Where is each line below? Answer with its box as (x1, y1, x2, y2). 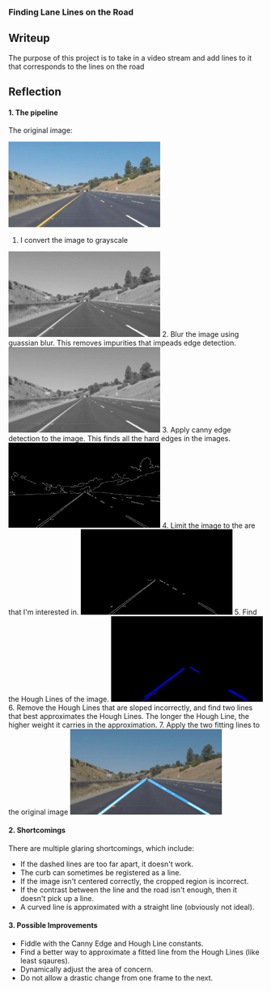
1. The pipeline (8, 108, 58, 117)
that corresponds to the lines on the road (8, 62, 145, 71)
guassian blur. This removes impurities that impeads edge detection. (8, 338, 236, 347)
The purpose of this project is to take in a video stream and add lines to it (8, 53, 252, 62)
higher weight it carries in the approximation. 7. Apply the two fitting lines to (8, 720, 260, 729)
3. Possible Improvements (8, 921, 98, 930)
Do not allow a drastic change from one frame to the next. (19, 972, 214, 982)
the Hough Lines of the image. (8, 694, 109, 704)
